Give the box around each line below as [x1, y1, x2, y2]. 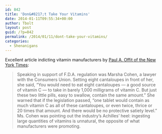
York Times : [5, 62, 29, 68]
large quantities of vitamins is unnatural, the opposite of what [17, 118, 140, 124]
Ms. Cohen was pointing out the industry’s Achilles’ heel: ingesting [17, 113, 150, 118]
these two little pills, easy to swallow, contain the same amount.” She [17, 92, 155, 98]
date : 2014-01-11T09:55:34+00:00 [5, 16, 73, 21]
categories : [5, 39, 29, 44]
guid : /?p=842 [5, 30, 34, 35]
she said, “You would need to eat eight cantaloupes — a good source [17, 81, 156, 88]
